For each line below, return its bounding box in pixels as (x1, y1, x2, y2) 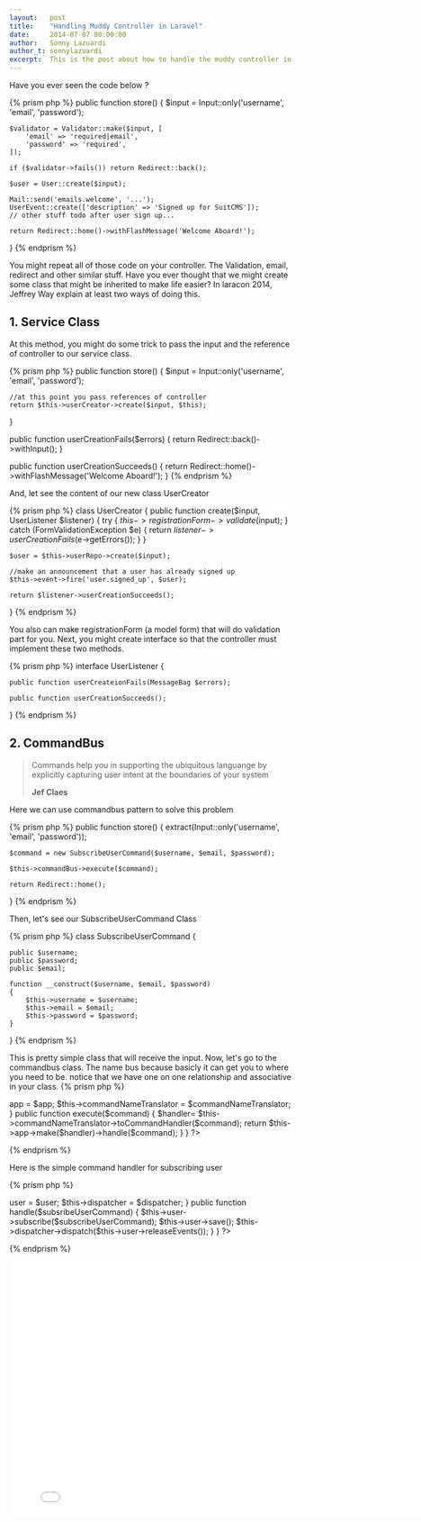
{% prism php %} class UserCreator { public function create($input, (9, 505, 261, 516)
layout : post (9, 13, 67, 23)
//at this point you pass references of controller (9, 393, 207, 402)
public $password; (9, 956, 78, 965)
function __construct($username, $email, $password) (9, 979, 211, 989)
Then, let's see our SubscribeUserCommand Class (9, 913, 197, 924)
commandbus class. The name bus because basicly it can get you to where (9, 1062, 290, 1073)
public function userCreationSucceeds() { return (9, 460, 189, 471)
